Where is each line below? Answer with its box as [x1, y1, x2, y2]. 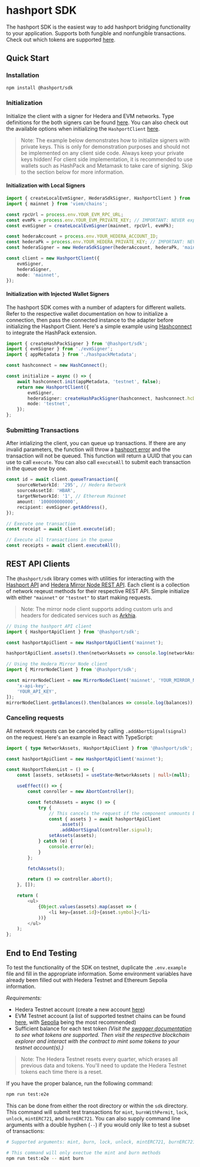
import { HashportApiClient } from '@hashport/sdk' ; [6, 629, 140, 635]
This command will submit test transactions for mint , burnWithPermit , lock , [6, 1108, 189, 1116]
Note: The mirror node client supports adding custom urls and [20, 605, 173, 612]
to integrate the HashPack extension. [6, 329, 97, 336]
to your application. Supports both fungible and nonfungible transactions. [6, 29, 186, 36]
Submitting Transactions [6, 426, 79, 434]
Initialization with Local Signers [6, 182, 86, 189]
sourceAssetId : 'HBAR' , [17, 487, 76, 494]
